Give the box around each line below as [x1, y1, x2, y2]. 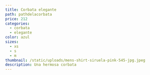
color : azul [5, 35, 30, 40]
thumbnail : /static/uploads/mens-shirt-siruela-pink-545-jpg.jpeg [5, 58, 146, 63]
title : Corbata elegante [5, 7, 57, 12]
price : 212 [5, 16, 28, 21]
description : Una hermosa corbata [5, 62, 77, 67]
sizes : [5, 39, 19, 44]
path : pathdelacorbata [5, 12, 52, 17]
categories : [5, 21, 30, 26]
